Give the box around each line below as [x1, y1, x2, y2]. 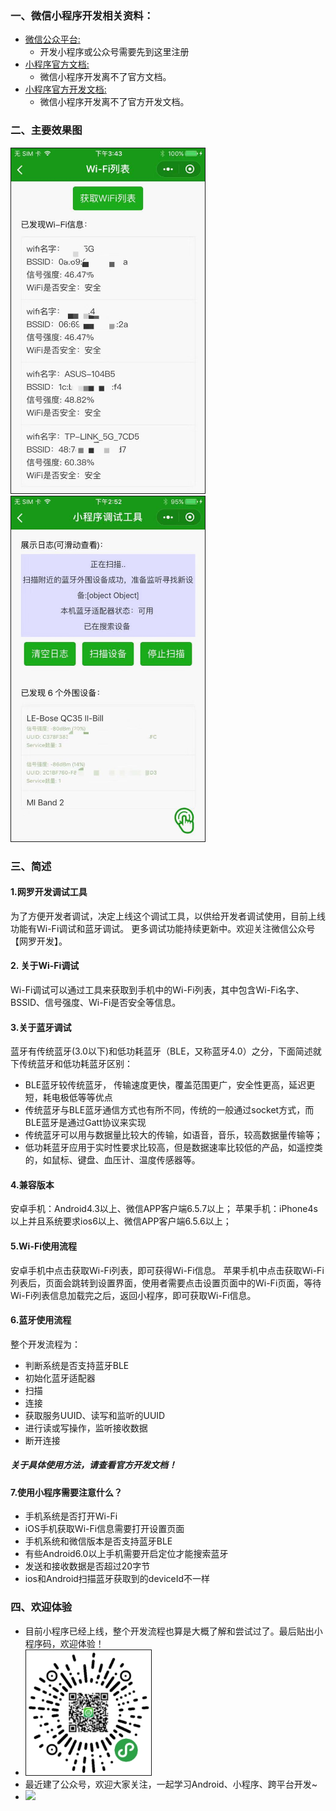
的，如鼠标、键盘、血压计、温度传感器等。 [24, 1154, 201, 1166]
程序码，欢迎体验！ [24, 1637, 105, 1649]
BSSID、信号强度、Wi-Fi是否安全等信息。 [10, 997, 182, 1009]
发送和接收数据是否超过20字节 [24, 1560, 151, 1572]
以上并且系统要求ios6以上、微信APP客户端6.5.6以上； [10, 1215, 232, 1227]
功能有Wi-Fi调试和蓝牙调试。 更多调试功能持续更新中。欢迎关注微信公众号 [10, 922, 316, 934]
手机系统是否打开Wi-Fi [24, 1510, 118, 1522]
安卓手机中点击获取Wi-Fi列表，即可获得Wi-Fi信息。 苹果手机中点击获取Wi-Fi [10, 1264, 325, 1276]
